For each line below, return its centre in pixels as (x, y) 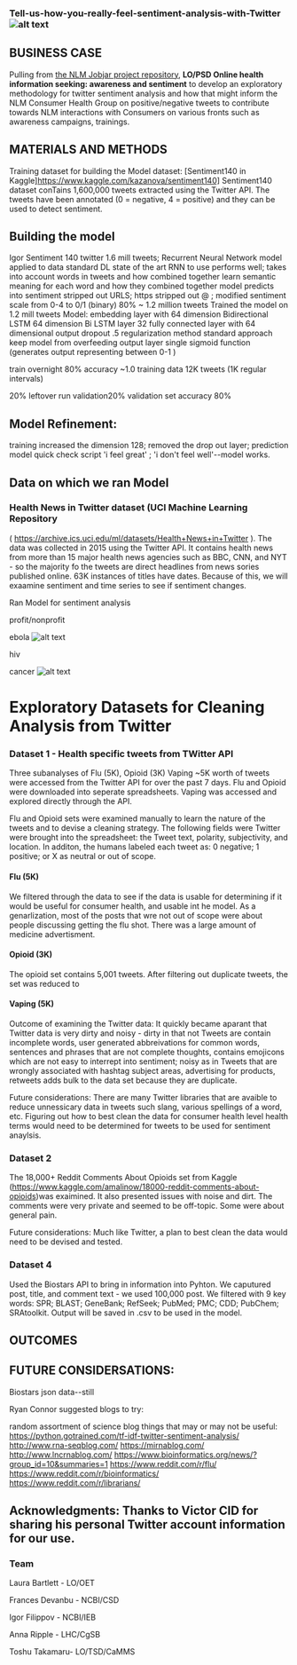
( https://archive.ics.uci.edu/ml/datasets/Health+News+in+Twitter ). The (141, 538)
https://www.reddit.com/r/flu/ (163, 1464)
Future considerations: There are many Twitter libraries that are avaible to (143, 1097)
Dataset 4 (31, 1265)
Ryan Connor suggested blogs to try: (77, 1409)
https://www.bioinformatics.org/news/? (185, 1455)
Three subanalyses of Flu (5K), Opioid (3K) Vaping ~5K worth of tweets (140, 773)
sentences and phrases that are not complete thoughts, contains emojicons (147, 1052)
